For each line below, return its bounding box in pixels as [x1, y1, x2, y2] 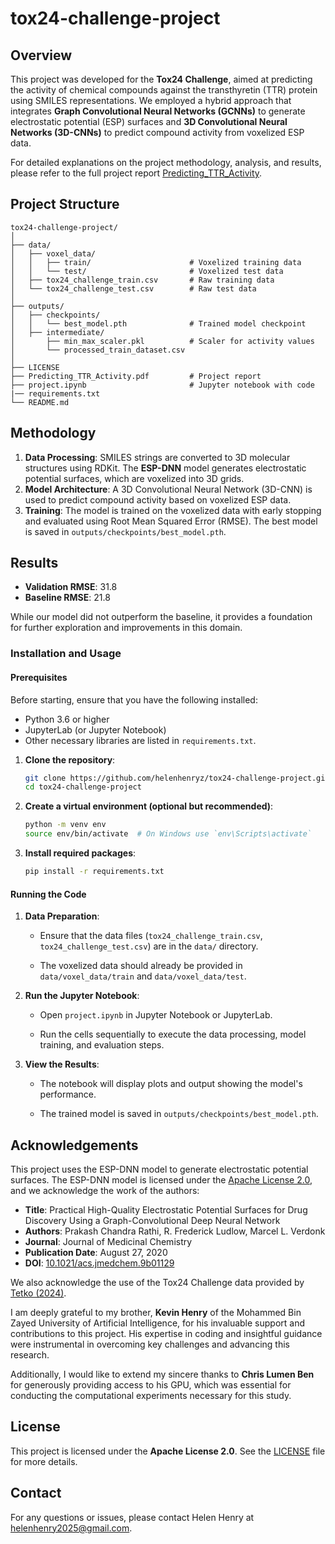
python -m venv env [24, 820, 107, 830]
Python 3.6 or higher [24, 713, 110, 725]
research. [10, 1348, 50, 1361]
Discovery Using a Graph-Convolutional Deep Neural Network [24, 1214, 281, 1226]
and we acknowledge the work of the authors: [10, 1184, 200, 1196]
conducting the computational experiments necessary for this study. [10, 1389, 292, 1401]
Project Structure [10, 196, 120, 213]
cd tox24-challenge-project [24, 782, 142, 792]
